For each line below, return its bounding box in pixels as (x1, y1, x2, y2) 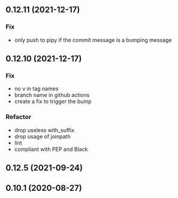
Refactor (5, 113, 32, 121)
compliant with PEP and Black (14, 145, 88, 153)
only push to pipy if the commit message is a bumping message (14, 36, 172, 44)
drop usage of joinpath (14, 133, 71, 140)
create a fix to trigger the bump (14, 98, 92, 105)
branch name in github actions (14, 92, 90, 99)
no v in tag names (14, 85, 59, 92)
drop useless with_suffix (14, 126, 75, 133)
